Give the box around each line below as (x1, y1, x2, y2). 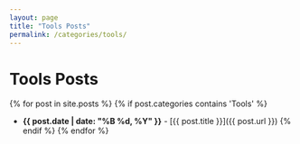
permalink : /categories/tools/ (9, 30, 127, 39)
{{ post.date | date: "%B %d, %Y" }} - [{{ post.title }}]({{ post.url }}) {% (22, 116, 292, 127)
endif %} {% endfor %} (22, 125, 109, 136)
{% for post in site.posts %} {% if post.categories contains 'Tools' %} (9, 98, 268, 109)
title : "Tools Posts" (9, 22, 91, 31)
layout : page (9, 13, 59, 22)
